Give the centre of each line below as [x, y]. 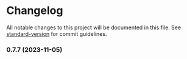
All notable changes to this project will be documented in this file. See [94, 27]
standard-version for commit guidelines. [57, 33]
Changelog [35, 11]
